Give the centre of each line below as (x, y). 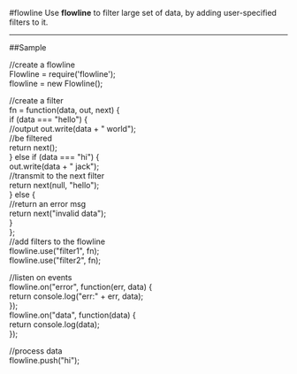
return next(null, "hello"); (54, 185)
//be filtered (31, 138)
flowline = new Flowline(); (56, 84)
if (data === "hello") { (49, 119)
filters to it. (29, 22)
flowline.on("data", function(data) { (73, 315)
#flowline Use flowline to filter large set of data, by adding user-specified (143, 13)
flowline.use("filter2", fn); (55, 260)
